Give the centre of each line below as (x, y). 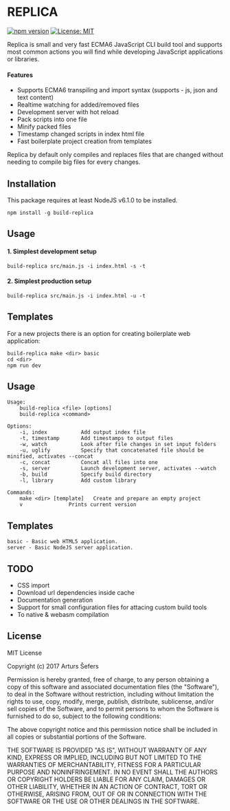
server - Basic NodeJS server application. (70, 548)
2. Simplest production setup (49, 281)
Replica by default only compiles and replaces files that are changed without (115, 155)
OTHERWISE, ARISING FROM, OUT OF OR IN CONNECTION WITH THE (107, 794)
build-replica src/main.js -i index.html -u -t (77, 296)
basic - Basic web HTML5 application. (62, 542)
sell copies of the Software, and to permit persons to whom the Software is (113, 708)
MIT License (25, 653)
